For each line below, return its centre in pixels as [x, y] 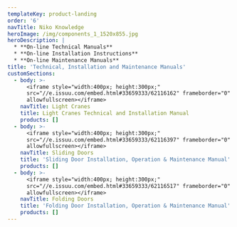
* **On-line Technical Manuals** [63, 47]
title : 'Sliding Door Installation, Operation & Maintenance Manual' [126, 160]
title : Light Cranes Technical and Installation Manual [105, 113]
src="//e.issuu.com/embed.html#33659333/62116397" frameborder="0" [128, 139]
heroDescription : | [36, 41]
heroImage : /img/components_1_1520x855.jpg [73, 34]
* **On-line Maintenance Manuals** [67, 60]
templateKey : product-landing [52, 14]
